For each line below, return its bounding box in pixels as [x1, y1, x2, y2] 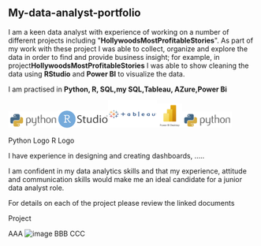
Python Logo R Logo [8, 136, 75, 145]
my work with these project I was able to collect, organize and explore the [8, 43, 248, 54]
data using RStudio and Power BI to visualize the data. [8, 69, 185, 78]
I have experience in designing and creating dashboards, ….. [8, 151, 205, 161]
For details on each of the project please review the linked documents [8, 199, 235, 208]
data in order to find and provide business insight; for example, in [8, 52, 220, 61]
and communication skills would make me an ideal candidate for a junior [8, 175, 243, 184]
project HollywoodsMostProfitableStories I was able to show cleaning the [8, 61, 250, 70]
